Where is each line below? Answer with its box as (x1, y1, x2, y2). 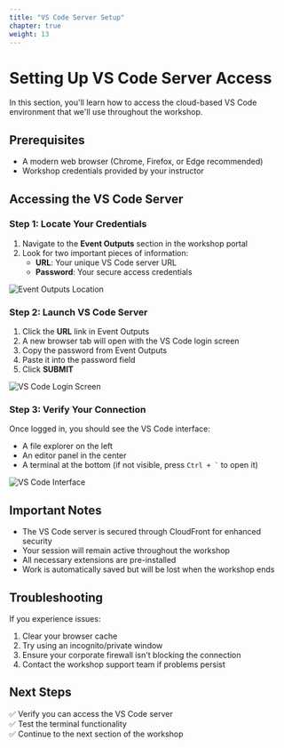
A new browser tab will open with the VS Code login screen (21, 335, 240, 347)
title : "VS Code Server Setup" (9, 12, 125, 22)
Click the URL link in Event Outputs (21, 326, 150, 337)
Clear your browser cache (21, 631, 118, 641)
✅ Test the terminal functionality (9, 718, 127, 729)
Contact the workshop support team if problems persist (21, 659, 226, 670)
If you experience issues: (9, 614, 101, 624)
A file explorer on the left (21, 441, 114, 452)
